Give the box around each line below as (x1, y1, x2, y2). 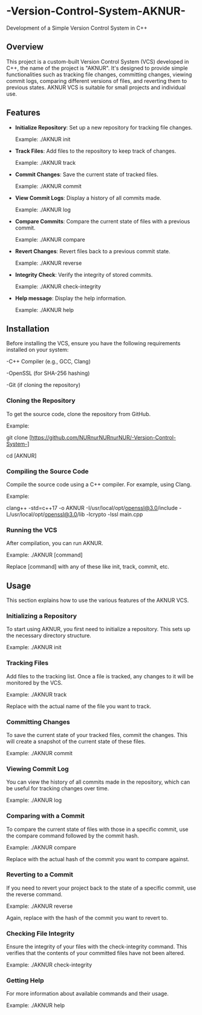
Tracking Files (6, 659, 49, 667)
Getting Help (6, 976, 44, 985)
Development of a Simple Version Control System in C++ (6, 24, 148, 31)
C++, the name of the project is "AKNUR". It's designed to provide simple (6, 64, 188, 71)
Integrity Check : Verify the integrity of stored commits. (15, 271, 153, 278)
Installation (6, 323, 50, 334)
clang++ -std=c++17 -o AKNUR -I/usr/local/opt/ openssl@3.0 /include (6, 504, 178, 511)
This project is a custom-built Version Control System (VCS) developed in (6, 58, 189, 65)
